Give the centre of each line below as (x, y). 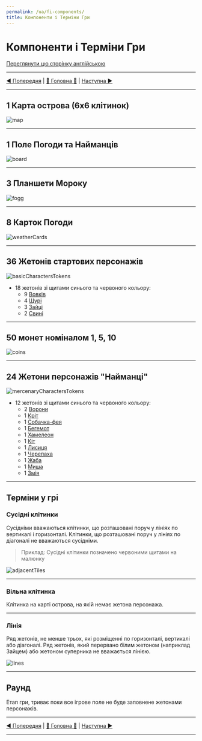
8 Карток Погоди (40, 223)
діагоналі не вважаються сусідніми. (52, 540)
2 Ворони (36, 409)
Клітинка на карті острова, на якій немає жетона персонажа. (85, 605)
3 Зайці (33, 306)
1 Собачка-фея (43, 422)
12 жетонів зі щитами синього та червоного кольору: (83, 403)
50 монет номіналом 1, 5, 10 (61, 337)
